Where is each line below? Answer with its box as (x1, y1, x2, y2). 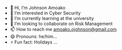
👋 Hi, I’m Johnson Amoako (10, 5, 66, 10)
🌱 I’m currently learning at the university (10, 15, 94, 21)
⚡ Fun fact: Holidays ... (10, 39, 57, 45)
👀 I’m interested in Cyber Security (10, 10, 81, 16)
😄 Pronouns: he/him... (10, 33, 57, 39)
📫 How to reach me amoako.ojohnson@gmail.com (10, 26, 117, 32)
